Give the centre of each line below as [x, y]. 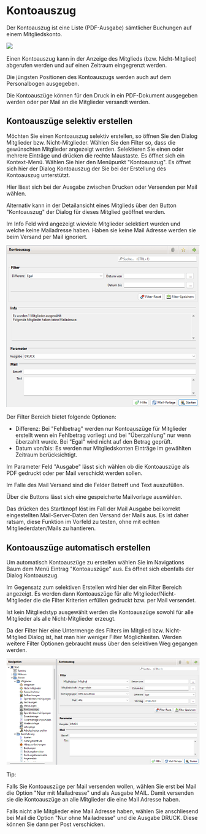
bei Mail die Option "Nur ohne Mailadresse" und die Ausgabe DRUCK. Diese [102, 818]
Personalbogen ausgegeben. [43, 83]
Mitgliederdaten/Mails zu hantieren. [51, 528]
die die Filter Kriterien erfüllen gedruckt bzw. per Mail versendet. [114, 601]
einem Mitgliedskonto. [34, 34]
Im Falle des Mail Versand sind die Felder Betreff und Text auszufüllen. [95, 485]
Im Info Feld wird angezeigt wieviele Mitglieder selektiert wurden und [93, 224]
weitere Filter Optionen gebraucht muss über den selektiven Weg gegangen [102, 643]
